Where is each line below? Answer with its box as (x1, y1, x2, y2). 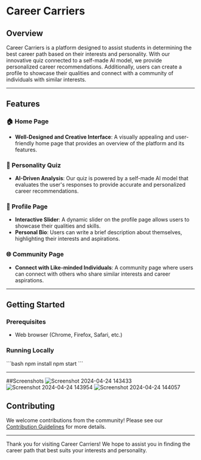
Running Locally (6, 347, 54, 355)
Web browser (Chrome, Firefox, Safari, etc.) (14, 331, 123, 339)
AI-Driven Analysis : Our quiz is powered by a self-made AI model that (14, 174, 188, 181)
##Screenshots (6, 377, 44, 384)
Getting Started (6, 299, 65, 310)
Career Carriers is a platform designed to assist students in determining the (6, 44, 192, 51)
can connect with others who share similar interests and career (14, 270, 170, 277)
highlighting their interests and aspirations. (14, 235, 121, 243)
